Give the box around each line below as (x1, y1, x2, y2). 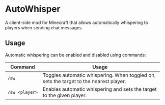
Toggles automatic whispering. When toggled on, (42, 72, 156, 79)
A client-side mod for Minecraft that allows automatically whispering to (5, 20, 148, 25)
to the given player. (42, 92, 87, 99)
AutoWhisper (5, 3, 60, 15)
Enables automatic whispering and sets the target (42, 85, 157, 92)
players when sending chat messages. (5, 24, 83, 30)
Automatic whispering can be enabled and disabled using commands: (5, 52, 146, 58)
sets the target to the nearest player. (42, 78, 126, 84)
